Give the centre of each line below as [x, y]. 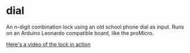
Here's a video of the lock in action [49, 44]
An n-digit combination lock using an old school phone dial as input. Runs [95, 27]
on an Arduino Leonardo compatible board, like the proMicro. [80, 33]
